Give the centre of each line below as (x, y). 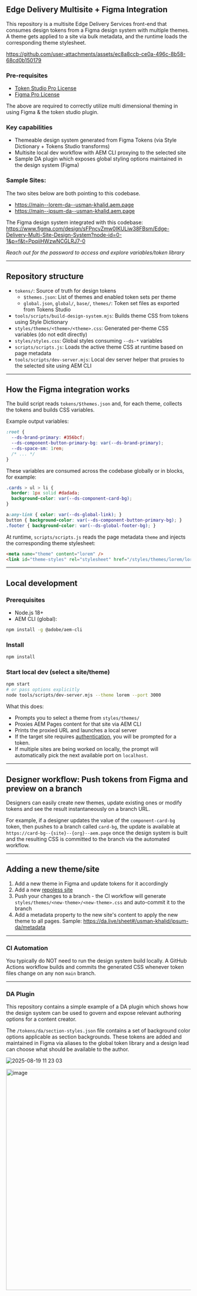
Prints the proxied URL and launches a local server (76, 730)
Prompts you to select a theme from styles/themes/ (77, 718)
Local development (42, 583)
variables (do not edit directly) (51, 334)
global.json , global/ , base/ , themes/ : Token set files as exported (101, 303)
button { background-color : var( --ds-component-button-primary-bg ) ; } (94, 520)
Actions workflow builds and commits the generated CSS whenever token (95, 967)
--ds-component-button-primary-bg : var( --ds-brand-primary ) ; (88, 443)
